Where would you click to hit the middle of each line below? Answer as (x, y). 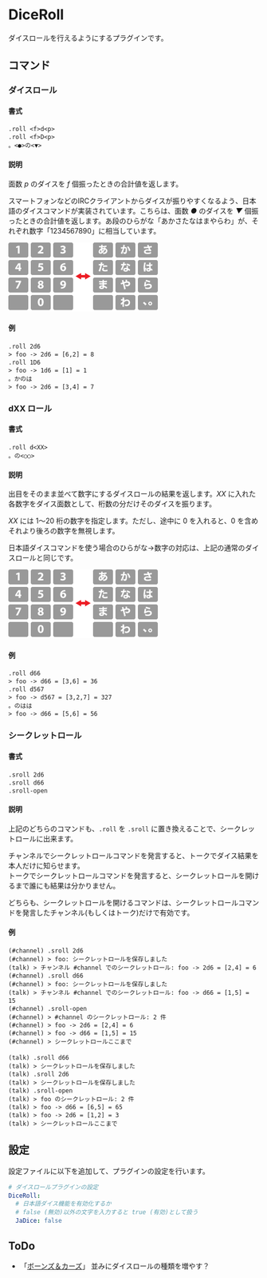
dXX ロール (30, 408)
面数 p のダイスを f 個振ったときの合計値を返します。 (96, 184)
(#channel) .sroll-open (48, 1008)
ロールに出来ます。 (46, 838)
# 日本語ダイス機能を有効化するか (63, 1204)
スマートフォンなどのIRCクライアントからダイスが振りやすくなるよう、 (126, 201)
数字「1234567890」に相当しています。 (95, 230)
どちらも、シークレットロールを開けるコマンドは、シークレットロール (124, 902)
